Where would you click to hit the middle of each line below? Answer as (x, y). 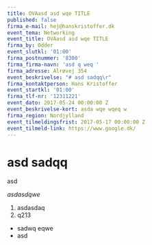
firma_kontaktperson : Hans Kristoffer (62, 84)
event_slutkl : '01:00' (39, 52)
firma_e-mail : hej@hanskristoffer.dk (61, 26)
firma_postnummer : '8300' (44, 58)
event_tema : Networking (41, 33)
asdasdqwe (24, 195)
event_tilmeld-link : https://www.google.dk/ (72, 128)
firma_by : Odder (30, 45)
